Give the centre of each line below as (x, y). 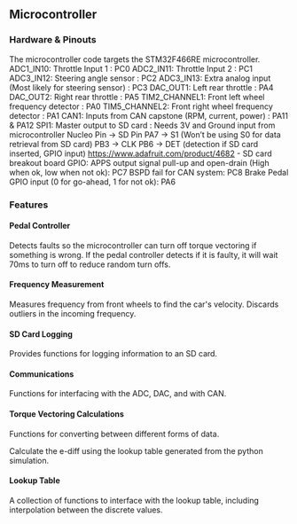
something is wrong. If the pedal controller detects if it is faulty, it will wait (144, 254)
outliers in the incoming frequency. (73, 314)
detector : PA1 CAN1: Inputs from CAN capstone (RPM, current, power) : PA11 (148, 115)
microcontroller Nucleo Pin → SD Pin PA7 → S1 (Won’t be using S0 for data (145, 134)
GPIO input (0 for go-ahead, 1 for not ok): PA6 (92, 182)
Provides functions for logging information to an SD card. (113, 354)
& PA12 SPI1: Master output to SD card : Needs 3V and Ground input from (142, 125)
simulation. (29, 460)
